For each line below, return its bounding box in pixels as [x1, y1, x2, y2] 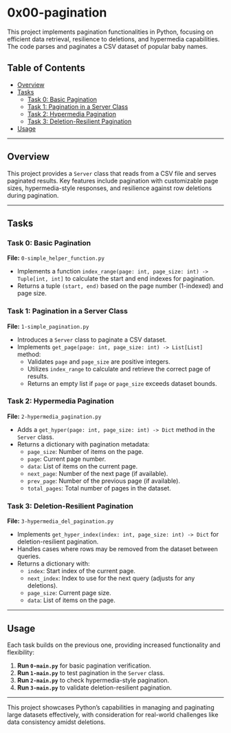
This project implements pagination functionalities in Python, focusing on [7, 28, 214, 36]
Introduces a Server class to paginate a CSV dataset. [16, 335, 167, 344]
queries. [16, 553, 41, 561]
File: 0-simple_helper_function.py [7, 254, 105, 262]
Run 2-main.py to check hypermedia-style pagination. [16, 676, 170, 684]
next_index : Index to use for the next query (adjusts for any [27, 574, 195, 583]
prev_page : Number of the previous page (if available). [27, 477, 181, 485]
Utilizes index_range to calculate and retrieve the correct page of [27, 364, 211, 373]
